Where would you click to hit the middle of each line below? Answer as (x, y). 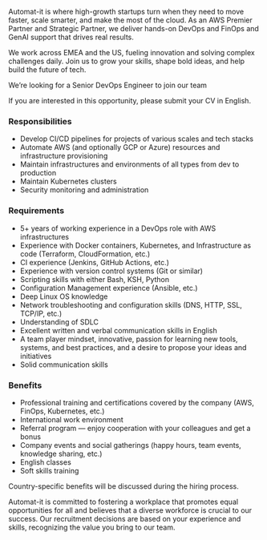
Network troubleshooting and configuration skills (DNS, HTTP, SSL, (131, 304)
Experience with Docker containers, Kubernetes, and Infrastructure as (136, 245)
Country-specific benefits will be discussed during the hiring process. (123, 486)
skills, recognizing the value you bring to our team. (92, 527)
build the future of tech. (47, 70)
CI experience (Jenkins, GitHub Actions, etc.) (95, 262)
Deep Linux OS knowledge (64, 296)
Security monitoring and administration (84, 190)
